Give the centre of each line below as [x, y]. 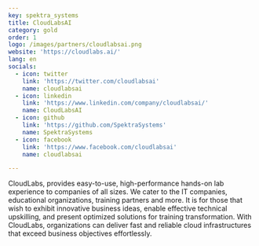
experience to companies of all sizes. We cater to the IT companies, [118, 192]
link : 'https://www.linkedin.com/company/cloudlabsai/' [116, 103]
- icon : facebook [44, 140]
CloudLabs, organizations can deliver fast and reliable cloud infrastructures [130, 226]
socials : [22, 67]
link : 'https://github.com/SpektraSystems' [95, 125]
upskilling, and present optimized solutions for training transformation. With [130, 217]
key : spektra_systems [44, 15]
